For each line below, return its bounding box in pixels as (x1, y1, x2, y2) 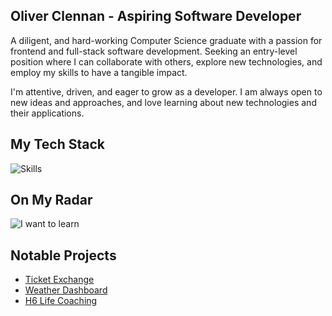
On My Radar (10, 192, 93, 209)
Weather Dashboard (24, 284, 108, 296)
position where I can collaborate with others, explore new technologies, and (10, 55, 323, 68)
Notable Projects (10, 247, 117, 264)
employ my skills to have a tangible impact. (10, 66, 188, 78)
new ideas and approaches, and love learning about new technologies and (10, 96, 317, 108)
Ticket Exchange (24, 274, 95, 286)
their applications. (10, 107, 85, 119)
